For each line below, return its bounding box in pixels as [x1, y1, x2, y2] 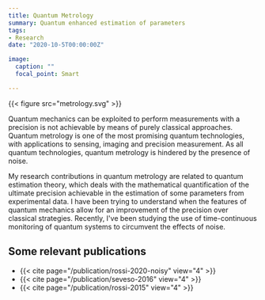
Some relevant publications [8, 245, 146, 258]
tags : [8, 26, 26, 34]
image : [8, 55, 30, 63]
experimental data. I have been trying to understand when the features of [8, 196, 247, 206]
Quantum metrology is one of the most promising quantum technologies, [8, 131, 245, 140]
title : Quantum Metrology [8, 11, 93, 20]
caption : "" [15, 63, 55, 71]
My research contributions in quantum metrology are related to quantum [8, 171, 244, 180]
